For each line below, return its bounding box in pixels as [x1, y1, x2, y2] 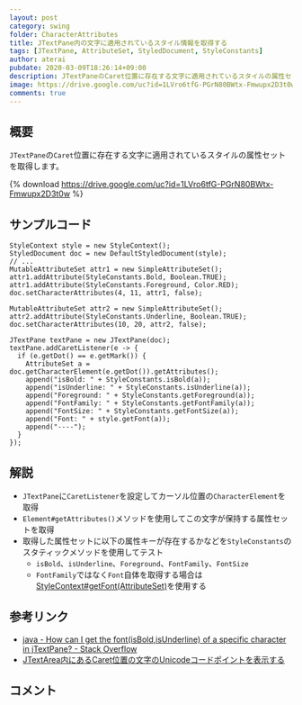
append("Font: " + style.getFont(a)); [25, 415, 171, 424]
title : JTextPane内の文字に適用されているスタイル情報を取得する [9, 38, 227, 48]
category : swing [9, 22, 70, 31]
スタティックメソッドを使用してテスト [22, 547, 164, 557]
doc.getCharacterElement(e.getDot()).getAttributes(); [9, 367, 219, 376]
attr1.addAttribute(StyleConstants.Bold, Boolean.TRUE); [9, 273, 227, 282]
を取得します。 [9, 161, 65, 172]
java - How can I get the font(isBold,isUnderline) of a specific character [22, 634, 287, 645]
